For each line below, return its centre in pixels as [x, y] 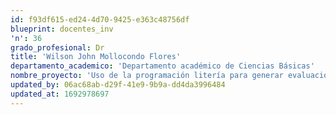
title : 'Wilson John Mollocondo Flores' [96, 57]
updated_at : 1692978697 [60, 94]
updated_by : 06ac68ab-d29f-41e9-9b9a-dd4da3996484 [118, 85]
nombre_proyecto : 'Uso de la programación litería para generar [147, 76]
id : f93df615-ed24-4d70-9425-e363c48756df [100, 19]
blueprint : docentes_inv [62, 29]
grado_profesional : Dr [57, 47]
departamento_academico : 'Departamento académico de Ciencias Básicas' [162, 66]
